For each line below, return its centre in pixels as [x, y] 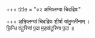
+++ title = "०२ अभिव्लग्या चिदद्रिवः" [44, 9]
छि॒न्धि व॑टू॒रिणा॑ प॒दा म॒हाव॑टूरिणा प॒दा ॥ [40, 28]
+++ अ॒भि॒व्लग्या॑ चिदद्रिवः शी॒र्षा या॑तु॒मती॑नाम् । [48, 21]
